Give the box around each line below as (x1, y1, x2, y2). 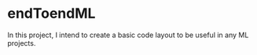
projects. (7, 38, 36, 47)
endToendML (7, 5, 96, 22)
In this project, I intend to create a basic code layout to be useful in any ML (7, 30, 249, 40)
